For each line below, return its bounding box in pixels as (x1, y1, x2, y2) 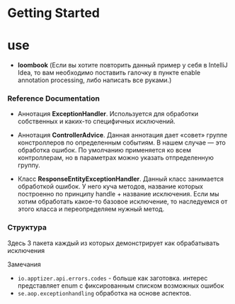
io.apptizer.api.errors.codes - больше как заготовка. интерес (17, 274, 208, 282)
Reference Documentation (7, 94, 101, 103)
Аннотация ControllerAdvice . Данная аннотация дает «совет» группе (17, 131, 228, 140)
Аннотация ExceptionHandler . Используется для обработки (17, 110, 199, 118)
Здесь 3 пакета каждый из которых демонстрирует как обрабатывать (7, 239, 220, 247)
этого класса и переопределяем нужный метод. (17, 205, 165, 213)
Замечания (7, 260, 41, 269)
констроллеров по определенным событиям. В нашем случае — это (17, 138, 227, 147)
